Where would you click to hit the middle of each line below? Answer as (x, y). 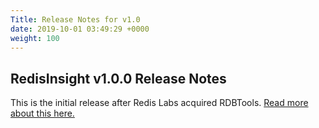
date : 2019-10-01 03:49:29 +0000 (80, 29)
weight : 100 (35, 38)
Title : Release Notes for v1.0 (75, 19)
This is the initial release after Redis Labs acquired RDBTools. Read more (159, 103)
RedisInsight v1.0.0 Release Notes (118, 78)
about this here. (42, 113)
